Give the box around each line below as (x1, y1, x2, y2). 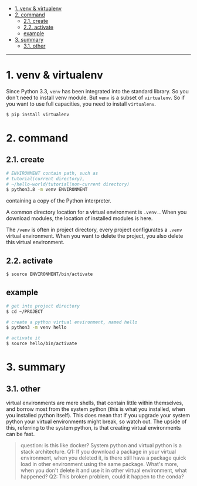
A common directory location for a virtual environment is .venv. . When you (6, 208, 187, 216)
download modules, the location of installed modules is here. (6, 215, 153, 222)
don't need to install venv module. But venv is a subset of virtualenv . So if (6, 94, 185, 101)
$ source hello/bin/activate (6, 340, 77, 347)
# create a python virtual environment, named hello (6, 319, 138, 325)
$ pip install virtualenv (6, 112, 69, 117)
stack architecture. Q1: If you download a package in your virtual (20, 448, 176, 455)
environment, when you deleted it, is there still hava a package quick (20, 454, 186, 461)
